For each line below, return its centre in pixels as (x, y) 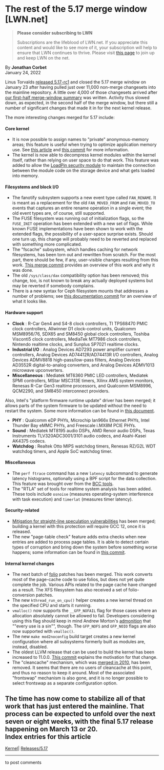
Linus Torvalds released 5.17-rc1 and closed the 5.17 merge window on (76, 82)
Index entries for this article (48, 737)
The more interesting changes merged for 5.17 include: (60, 117)
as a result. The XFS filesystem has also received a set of (70, 590)
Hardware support (24, 312)
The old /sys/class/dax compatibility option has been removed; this (80, 275)
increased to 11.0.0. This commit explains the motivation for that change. (85, 657)
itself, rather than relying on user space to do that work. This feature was (85, 160)
